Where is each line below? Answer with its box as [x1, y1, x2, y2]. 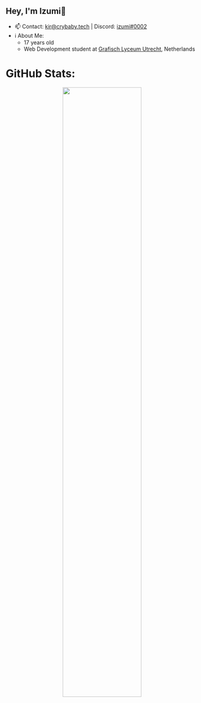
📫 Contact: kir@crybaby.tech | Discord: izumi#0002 [14, 23, 147, 30]
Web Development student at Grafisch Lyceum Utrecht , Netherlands [23, 45, 196, 53]
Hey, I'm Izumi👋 [5, 6, 67, 16]
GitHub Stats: [5, 67, 76, 80]
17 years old [23, 38, 54, 46]
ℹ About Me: [14, 32, 44, 39]
